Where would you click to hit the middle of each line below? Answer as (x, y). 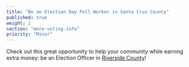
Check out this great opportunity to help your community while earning (95, 51)
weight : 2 (19, 23)
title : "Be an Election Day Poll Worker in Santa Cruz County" (88, 12)
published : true (27, 18)
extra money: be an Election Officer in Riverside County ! (76, 58)
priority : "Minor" (29, 34)
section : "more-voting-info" (43, 29)
